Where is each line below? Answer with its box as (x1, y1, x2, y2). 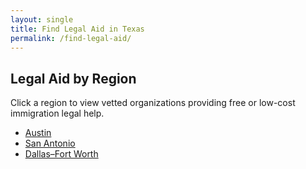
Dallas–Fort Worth (24, 148, 99, 160)
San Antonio (24, 137, 76, 150)
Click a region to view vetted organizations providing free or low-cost (10, 97, 296, 109)
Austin (24, 127, 52, 139)
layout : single (10, 14, 74, 25)
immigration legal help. (10, 107, 105, 120)
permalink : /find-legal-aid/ (10, 33, 132, 43)
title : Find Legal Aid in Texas (10, 24, 145, 34)
